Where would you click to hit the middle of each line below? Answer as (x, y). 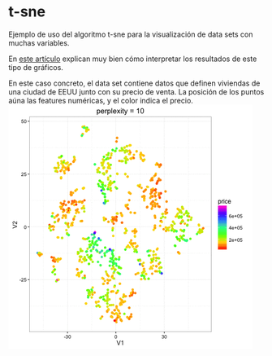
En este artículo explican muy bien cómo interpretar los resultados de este (133, 59)
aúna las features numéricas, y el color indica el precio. (101, 100)
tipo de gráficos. (36, 67)
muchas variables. (39, 42)
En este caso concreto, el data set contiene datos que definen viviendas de (134, 83)
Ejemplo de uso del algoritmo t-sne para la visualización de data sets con (131, 34)
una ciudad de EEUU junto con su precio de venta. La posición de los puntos (136, 91)
